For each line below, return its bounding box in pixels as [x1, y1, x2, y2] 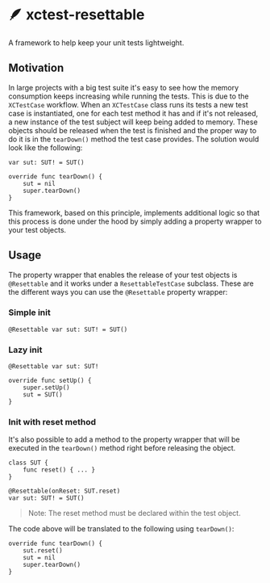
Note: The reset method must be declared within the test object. [27, 509, 241, 518]
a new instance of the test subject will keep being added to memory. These [8, 117, 258, 127]
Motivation [8, 61, 64, 75]
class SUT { [8, 459, 48, 468]
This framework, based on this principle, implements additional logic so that [8, 208, 260, 217]
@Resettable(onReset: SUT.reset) [8, 487, 121, 496]
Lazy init [8, 344, 43, 355]
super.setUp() [23, 384, 70, 392]
